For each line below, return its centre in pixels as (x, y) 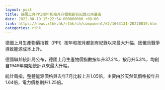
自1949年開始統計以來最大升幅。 (39, 66)
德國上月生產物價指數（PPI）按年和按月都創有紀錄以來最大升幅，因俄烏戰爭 (82, 43)
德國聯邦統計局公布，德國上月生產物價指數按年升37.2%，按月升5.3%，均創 (82, 59)
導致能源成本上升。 (25, 49)
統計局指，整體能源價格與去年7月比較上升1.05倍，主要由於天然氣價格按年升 (82, 76)
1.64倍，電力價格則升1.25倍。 (35, 83)
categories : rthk (23, 28)
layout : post (19, 10)
